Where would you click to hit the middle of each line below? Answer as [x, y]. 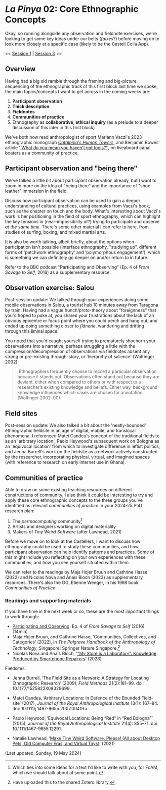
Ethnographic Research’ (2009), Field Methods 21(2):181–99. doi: [78, 683]
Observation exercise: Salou [50, 288]
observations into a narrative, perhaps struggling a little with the [70, 346]
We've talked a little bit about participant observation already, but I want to [81, 180]
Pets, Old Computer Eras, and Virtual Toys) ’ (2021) [63, 743]
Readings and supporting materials [48, 600]
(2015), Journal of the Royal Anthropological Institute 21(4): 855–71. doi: [85, 723]
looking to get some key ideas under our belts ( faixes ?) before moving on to [82, 39]
